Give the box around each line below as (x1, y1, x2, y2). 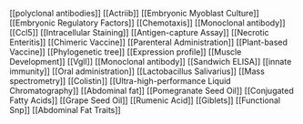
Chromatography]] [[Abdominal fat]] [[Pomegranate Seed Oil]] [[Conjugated (9, 86, 294, 96)
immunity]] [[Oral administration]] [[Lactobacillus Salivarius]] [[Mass (9, 66, 266, 77)
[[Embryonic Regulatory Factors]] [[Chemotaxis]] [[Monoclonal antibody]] (9, 17, 286, 28)
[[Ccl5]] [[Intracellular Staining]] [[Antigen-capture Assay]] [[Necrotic (9, 27, 270, 37)
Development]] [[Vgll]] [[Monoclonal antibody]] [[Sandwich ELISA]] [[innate (9, 57, 292, 67)
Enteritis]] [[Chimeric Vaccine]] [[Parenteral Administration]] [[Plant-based (9, 36, 288, 47)
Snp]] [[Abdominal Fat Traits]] (9, 105, 121, 115)
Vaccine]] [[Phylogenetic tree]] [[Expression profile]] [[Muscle (9, 46, 242, 57)
